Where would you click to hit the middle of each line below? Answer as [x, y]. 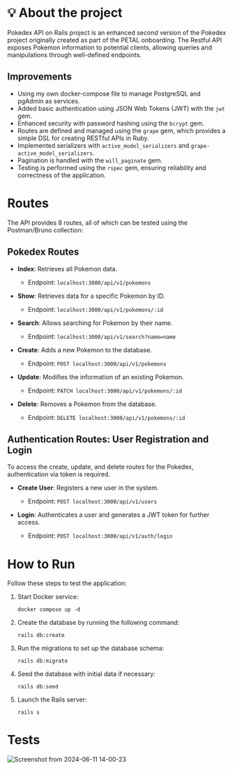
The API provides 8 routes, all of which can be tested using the [98, 222]
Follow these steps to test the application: [67, 583]
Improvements [39, 77]
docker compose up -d [48, 610]
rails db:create [41, 635]
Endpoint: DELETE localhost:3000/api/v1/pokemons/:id [106, 417]
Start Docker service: [48, 597]
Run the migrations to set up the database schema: [91, 648]
